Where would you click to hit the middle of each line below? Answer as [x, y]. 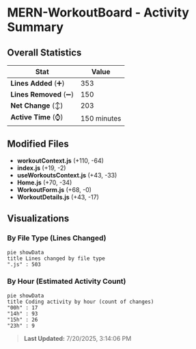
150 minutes [101, 118]
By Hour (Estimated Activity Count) [67, 281]
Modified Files [38, 144]
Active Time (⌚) [37, 117]
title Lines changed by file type [56, 258]
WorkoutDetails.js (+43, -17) [58, 197]
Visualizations [38, 218]
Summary [35, 27]
